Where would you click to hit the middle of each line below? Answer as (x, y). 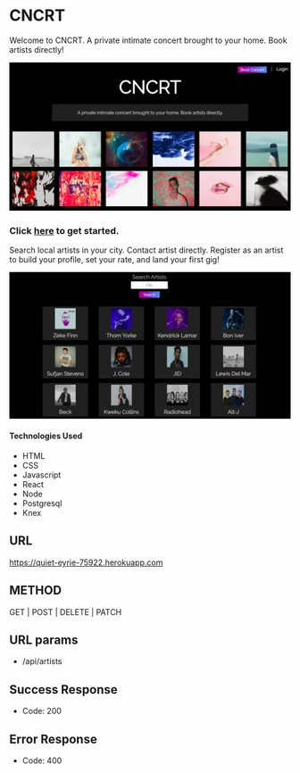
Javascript (42, 475)
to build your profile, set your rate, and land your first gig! (115, 260)
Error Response (54, 739)
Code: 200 (42, 711)
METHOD (36, 590)
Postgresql (42, 503)
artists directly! (37, 49)
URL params (44, 640)
